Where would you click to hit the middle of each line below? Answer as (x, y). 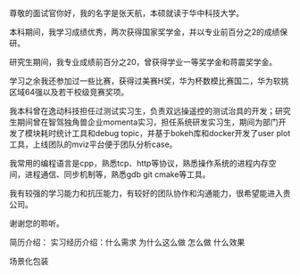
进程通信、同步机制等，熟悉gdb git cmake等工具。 (117, 174)
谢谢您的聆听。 (37, 223)
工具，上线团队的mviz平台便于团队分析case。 (93, 144)
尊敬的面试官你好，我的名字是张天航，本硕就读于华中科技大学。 (126, 13)
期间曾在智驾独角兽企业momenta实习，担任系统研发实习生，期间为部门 (147, 122)
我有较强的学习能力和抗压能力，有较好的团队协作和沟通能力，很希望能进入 (146, 193)
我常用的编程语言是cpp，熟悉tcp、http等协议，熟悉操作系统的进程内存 (139, 163)
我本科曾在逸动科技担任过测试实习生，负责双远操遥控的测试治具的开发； (142, 111)
